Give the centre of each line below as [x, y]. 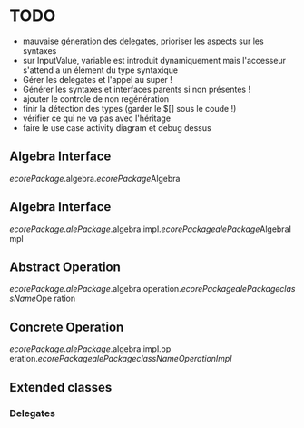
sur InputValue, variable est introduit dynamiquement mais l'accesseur [154, 60]
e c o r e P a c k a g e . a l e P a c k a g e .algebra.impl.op [90, 349]
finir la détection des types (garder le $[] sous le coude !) [129, 108]
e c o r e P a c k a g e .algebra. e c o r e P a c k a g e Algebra [95, 178]
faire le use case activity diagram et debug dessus [117, 127]
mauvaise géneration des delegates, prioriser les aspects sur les [143, 41]
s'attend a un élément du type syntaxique [100, 70]
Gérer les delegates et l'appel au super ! [97, 79]
